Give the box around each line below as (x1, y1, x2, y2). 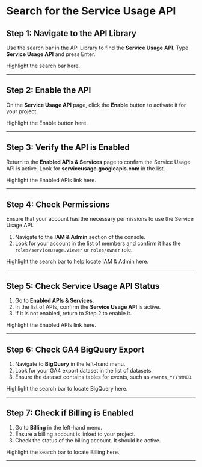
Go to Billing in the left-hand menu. (14, 424, 102, 431)
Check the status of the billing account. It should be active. (14, 436, 161, 444)
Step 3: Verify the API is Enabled (6, 143, 130, 153)
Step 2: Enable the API (6, 85, 91, 96)
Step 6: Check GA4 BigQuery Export (6, 344, 145, 354)
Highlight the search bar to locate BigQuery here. (6, 385, 128, 392)
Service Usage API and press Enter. (6, 51, 96, 58)
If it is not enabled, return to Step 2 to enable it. (14, 310, 132, 317)
